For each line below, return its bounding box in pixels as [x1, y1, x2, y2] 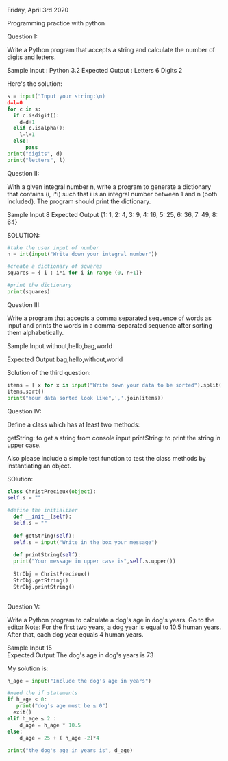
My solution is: [7, 664, 49, 672]
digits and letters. [7, 53, 56, 61]
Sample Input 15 [7, 644, 53, 652]
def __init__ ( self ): [13, 513, 72, 521]
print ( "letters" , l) [7, 157, 66, 163]
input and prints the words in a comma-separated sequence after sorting [7, 321, 212, 329]
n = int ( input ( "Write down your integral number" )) [7, 251, 157, 258]
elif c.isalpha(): [13, 125, 66, 132]
